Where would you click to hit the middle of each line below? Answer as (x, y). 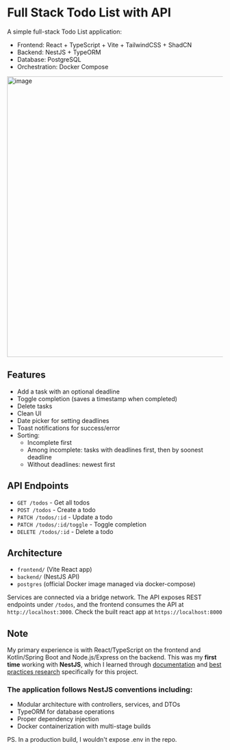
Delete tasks (35, 406)
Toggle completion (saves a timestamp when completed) (97, 398)
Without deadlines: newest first (71, 464)
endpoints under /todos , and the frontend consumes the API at (95, 605)
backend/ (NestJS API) (48, 577)
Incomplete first (49, 442)
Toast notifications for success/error (68, 428)
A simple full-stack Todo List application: (64, 32)
